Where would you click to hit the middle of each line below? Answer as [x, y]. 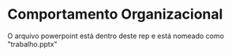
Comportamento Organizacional [115, 14]
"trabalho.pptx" [32, 44]
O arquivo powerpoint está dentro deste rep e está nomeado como [116, 36]
